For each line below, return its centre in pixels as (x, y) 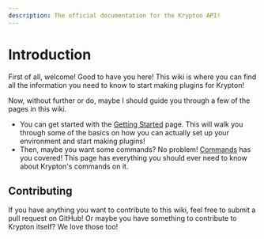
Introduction (50, 54)
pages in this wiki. (38, 108)
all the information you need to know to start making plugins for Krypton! (126, 85)
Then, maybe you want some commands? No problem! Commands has (135, 149)
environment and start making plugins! (82, 141)
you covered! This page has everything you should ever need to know (133, 157)
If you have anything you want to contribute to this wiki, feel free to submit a (132, 210)
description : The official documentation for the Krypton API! (115, 15)
